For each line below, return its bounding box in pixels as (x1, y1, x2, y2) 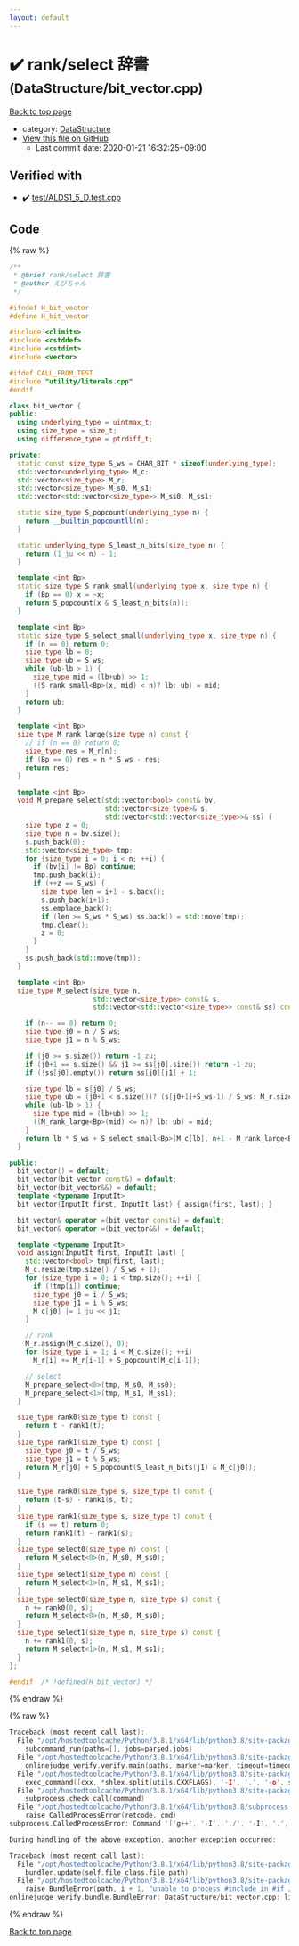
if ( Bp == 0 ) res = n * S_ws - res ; (25, 754, 162, 763)
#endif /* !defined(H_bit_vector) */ (9, 1678, 153, 1686)
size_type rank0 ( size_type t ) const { (17, 1413, 162, 1422)
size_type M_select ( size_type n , (17, 986, 141, 995)
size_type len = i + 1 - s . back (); (41, 887, 166, 896)
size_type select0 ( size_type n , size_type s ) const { (17, 1595, 221, 1604)
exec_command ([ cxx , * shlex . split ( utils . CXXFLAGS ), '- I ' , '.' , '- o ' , (25, 1777, 285, 1786)
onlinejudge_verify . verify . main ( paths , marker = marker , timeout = (25, 1760, 269, 1770)
